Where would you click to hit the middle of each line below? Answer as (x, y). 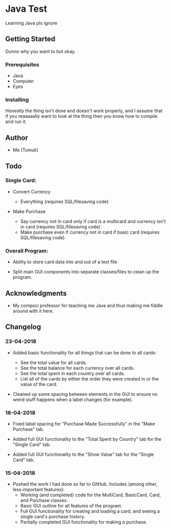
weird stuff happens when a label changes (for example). (73, 399)
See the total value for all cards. (54, 362)
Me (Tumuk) (26, 150)
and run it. (16, 122)
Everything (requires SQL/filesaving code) (64, 201)
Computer (23, 81)
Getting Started (30, 39)
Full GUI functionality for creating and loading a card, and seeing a (90, 511)
